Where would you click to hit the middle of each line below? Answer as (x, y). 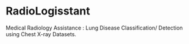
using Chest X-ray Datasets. (41, 34)
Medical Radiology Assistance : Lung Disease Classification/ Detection (94, 28)
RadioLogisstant (48, 11)
